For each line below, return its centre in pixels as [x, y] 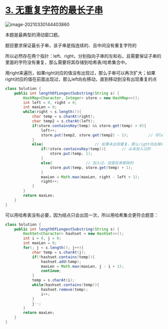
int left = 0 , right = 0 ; [50, 102]
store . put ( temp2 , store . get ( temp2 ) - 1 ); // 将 [100, 135]
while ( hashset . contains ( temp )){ [65, 285]
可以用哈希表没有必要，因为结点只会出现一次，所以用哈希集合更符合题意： [82, 215]
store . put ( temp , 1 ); [71, 154]
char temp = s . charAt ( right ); [63, 116]
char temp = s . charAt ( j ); [59, 252]
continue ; [51, 271]
